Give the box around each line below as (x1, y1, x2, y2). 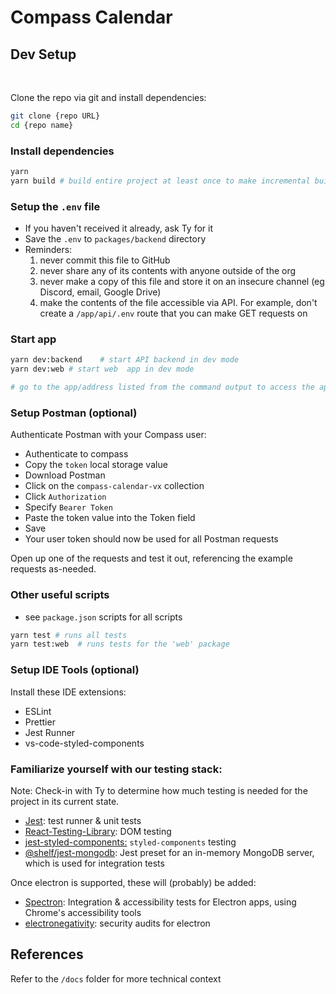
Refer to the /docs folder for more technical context (10, 972, 222, 985)
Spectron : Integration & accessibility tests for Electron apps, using (24, 896, 297, 908)
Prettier (24, 716, 56, 728)
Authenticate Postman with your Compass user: (10, 429, 207, 441)
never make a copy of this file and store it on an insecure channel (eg (39, 276, 325, 288)
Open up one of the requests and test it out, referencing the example (10, 552, 293, 565)
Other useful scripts (10, 588, 110, 602)
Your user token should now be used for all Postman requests (24, 533, 279, 545)
